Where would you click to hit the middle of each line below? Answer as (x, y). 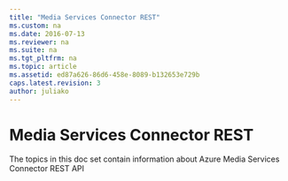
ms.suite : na (33, 50)
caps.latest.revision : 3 (55, 83)
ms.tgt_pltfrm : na (43, 58)
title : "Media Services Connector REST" (85, 17)
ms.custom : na (35, 26)
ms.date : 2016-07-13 (47, 34)
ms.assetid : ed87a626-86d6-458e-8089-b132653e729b (105, 75)
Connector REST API (47, 169)
